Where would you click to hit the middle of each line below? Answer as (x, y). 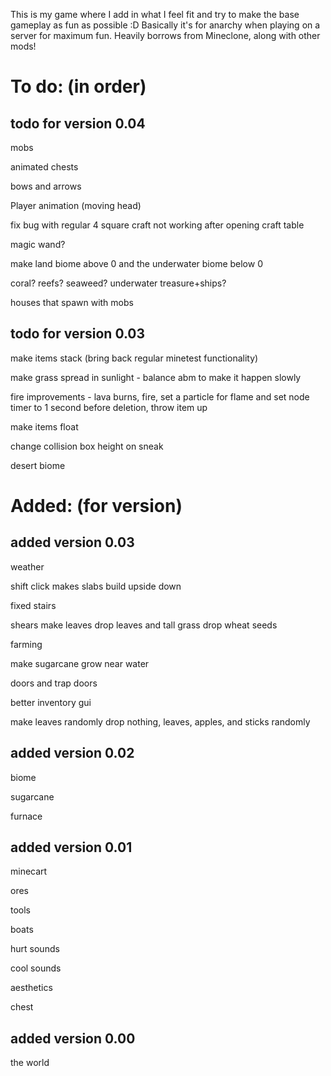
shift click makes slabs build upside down (96, 586)
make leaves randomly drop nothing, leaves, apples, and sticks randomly (160, 721)
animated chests (44, 167)
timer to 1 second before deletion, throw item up (109, 407)
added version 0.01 (71, 847)
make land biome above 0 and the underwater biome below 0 (136, 263)
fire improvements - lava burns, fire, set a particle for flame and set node (160, 396)
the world (30, 1063)
